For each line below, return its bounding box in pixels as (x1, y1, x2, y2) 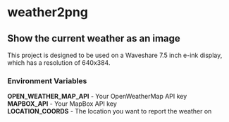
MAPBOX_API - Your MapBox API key (7, 99, 118, 108)
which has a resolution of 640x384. (7, 59, 111, 67)
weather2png (7, 4, 88, 20)
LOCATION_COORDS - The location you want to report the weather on (7, 107, 212, 116)
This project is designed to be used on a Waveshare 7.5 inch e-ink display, (7, 51, 223, 59)
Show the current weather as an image (7, 32, 181, 44)
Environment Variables (7, 75, 87, 85)
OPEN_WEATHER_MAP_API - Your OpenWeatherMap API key (7, 92, 187, 101)
